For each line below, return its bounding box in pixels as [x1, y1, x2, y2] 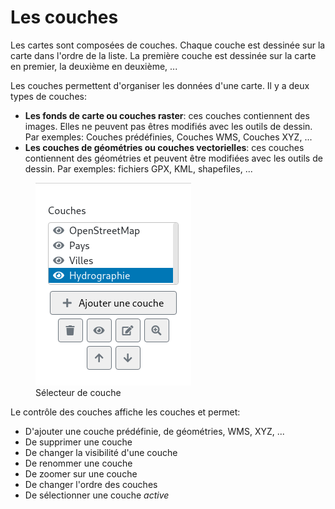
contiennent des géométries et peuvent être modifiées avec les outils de [24, 152, 323, 164]
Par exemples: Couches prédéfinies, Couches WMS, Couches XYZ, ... [24, 131, 313, 143]
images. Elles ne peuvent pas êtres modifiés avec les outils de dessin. [24, 120, 313, 132]
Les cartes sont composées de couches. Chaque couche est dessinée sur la [10, 39, 326, 51]
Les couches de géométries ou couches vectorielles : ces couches [24, 141, 305, 153]
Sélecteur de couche [35, 386, 122, 398]
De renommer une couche [24, 457, 133, 469]
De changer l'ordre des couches [24, 478, 158, 490]
